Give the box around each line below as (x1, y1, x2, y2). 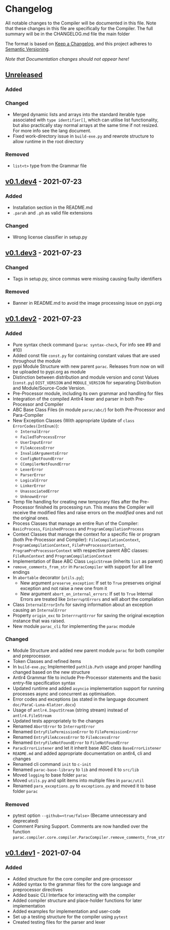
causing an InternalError (12, 607, 67, 613)
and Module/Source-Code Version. (12, 385, 86, 391)
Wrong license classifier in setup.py (12, 234, 88, 240)
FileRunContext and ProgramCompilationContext (12, 552, 112, 559)
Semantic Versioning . (5, 46, 50, 52)
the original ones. (12, 515, 49, 521)
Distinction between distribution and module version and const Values (12, 374, 159, 380)
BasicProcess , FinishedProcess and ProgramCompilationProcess (12, 525, 144, 532)
